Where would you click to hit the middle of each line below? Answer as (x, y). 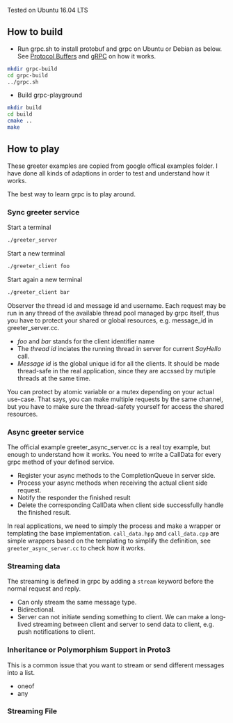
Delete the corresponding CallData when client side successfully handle (120, 505)
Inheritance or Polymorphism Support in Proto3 (89, 650)
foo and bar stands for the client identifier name (86, 341)
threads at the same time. (54, 378)
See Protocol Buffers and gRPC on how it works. (87, 56)
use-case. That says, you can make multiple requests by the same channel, (115, 399)
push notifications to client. (56, 632)
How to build (35, 32)
